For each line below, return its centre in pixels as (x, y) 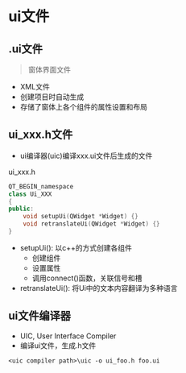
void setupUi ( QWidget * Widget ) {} (81, 217)
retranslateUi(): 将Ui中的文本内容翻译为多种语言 (99, 288)
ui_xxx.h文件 (41, 135)
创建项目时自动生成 (52, 97)
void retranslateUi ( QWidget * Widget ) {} (91, 224)
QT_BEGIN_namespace (41, 186)
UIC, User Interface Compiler (68, 336)
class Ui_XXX (30, 194)
